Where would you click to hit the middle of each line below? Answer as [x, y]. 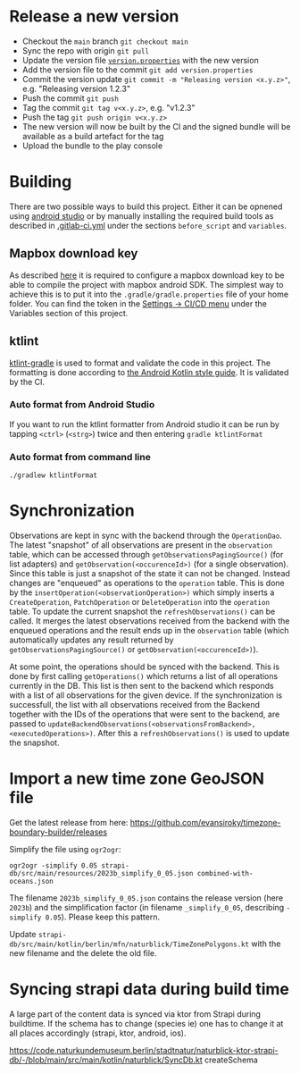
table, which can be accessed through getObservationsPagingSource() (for [146, 555]
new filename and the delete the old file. [83, 952]
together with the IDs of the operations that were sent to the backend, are [145, 714]
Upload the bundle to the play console [92, 146]
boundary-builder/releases [58, 832]
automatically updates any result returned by [92, 640]
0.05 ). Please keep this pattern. [103, 917]
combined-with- [225, 873]
